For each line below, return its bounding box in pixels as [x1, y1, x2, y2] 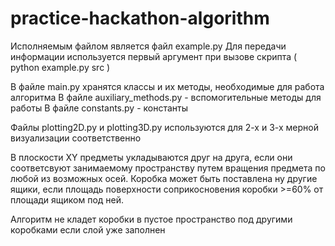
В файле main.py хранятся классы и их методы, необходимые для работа [10, 80, 325, 92]
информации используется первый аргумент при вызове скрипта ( [10, 50, 298, 62]
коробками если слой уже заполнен [10, 223, 166, 236]
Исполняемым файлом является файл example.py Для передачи [10, 40, 287, 52]
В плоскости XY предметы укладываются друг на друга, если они [10, 151, 293, 163]
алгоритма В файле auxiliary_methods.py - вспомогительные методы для [10, 91, 322, 103]
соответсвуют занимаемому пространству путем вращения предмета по [10, 162, 326, 174]
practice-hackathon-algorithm [10, 7, 270, 30]
